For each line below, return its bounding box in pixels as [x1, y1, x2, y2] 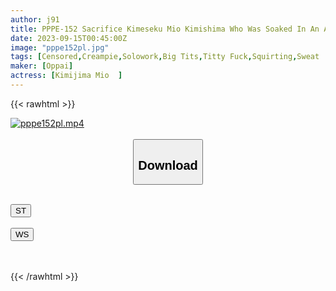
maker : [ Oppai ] [10, 61, 74, 71]
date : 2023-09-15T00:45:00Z [10, 33, 128, 43]
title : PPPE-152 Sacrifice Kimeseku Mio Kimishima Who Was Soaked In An [10, 24, 320, 34]
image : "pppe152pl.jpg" [10, 42, 110, 53]
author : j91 [10, 14, 60, 25]
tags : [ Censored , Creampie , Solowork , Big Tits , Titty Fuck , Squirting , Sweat [10, 52, 320, 62]
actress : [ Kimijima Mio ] [10, 71, 123, 81]
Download [138, 157, 198, 173]
